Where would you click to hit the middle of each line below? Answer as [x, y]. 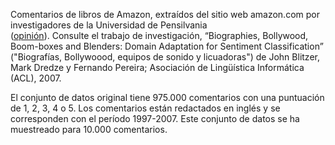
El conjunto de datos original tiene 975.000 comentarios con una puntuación [167, 97]
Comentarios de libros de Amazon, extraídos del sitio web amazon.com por [165, 14]
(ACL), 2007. [36, 78]
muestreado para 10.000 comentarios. [89, 129]
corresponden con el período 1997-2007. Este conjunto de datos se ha [155, 118]
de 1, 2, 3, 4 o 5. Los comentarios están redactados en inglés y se [145, 108]
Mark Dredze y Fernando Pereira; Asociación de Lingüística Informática [157, 67]
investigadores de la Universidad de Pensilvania [109, 25]
